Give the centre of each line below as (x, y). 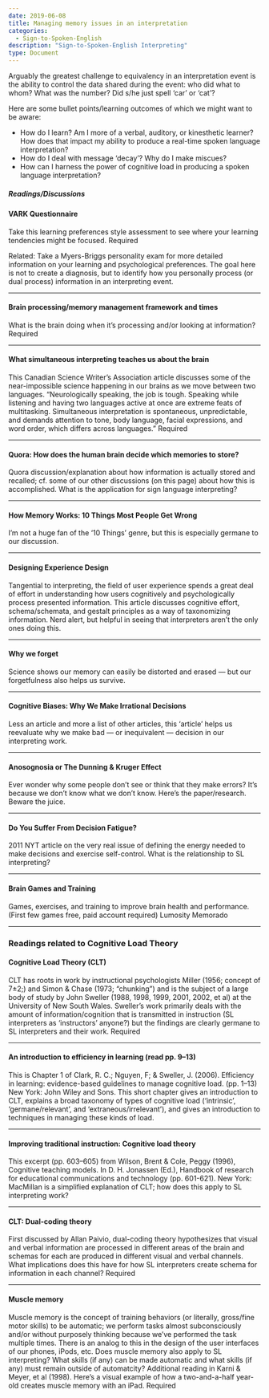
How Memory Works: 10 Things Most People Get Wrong (103, 515)
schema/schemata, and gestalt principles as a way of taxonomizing (119, 611)
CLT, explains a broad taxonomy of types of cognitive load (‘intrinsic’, (122, 1100)
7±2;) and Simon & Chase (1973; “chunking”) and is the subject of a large (128, 989)
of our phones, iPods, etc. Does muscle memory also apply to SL (115, 1351)
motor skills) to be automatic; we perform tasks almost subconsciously (125, 1326)
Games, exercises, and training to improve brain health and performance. (129, 906)
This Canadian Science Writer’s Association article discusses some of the (129, 377)
